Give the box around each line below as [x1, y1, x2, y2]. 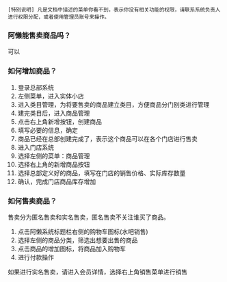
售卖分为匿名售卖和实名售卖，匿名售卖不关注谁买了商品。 [8, 213, 170, 221]
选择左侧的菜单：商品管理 [17, 151, 90, 159]
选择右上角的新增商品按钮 [17, 160, 90, 168]
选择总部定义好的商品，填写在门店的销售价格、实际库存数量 [17, 168, 186, 177]
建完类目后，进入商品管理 [17, 109, 90, 117]
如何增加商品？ [8, 66, 57, 76]
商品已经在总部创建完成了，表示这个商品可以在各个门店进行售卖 [17, 134, 198, 142]
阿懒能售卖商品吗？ [8, 30, 71, 40]
